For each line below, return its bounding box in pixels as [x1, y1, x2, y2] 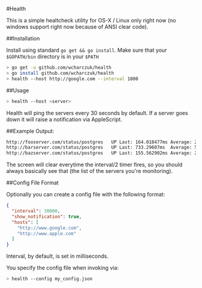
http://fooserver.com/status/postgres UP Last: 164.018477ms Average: [6, 139, 192, 145]
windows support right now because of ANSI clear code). [6, 23, 148, 30]
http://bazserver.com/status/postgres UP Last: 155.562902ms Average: [6, 150, 192, 156]
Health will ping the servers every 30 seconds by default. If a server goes [6, 109, 188, 116]
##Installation [6, 35, 40, 42]
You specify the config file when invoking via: [6, 265, 119, 272]
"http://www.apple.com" [17, 230, 77, 237]
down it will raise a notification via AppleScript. [6, 116, 122, 123]
